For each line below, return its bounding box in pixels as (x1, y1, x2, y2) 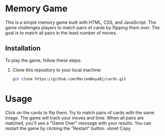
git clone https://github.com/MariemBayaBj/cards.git (12, 76, 126, 82)
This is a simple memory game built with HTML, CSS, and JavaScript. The (5, 19, 157, 25)
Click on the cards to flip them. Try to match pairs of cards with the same (5, 109, 155, 115)
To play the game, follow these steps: (5, 57, 82, 63)
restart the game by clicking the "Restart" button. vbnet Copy (5, 125, 131, 131)
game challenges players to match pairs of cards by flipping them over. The (5, 24, 160, 30)
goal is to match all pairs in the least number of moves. (5, 30, 117, 36)
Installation (5, 44, 41, 52)
